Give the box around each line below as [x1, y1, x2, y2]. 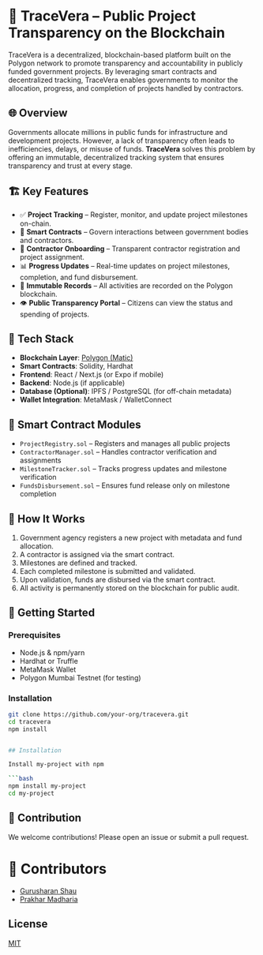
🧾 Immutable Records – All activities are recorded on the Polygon [19, 280, 233, 290]
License [8, 917, 48, 931]
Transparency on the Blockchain [8, 24, 225, 42]
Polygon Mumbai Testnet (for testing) [19, 672, 141, 682]
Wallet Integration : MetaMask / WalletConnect [19, 395, 172, 405]
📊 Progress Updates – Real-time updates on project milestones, [19, 260, 231, 271]
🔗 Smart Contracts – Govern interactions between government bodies [19, 227, 249, 236]
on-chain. [19, 219, 51, 228]
